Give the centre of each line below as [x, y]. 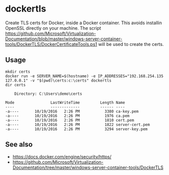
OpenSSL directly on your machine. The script [53, 28]
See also [19, 144]
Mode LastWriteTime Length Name [65, 102]
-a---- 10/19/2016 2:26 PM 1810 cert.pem [70, 120]
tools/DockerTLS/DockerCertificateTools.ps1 [51, 44]
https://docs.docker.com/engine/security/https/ [62, 156]
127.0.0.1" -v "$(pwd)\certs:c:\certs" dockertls [59, 80]
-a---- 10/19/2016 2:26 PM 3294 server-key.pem [76, 129]
